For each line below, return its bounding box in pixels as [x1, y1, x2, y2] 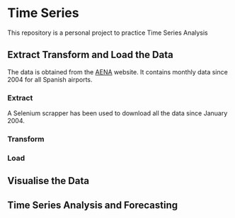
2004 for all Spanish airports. [7, 75, 93, 84]
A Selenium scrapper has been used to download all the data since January [7, 109, 228, 117]
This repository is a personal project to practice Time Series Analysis [7, 28, 209, 37]
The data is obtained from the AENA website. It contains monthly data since [7, 67, 228, 76]
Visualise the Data [7, 175, 90, 187]
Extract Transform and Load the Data [7, 49, 173, 61]
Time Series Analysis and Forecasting [7, 199, 178, 211]
